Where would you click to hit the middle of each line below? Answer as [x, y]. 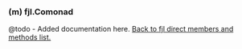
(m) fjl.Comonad [41, 12]
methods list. [30, 37]
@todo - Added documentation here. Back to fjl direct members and [121, 29]
